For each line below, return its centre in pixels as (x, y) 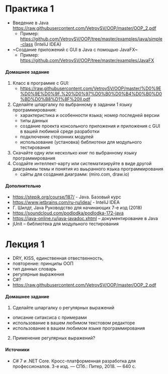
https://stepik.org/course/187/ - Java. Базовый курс (67, 197)
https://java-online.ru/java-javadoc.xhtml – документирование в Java (85, 219)
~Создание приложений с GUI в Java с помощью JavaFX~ (75, 49)
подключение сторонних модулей (57, 137)
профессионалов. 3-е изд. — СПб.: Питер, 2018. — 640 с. (74, 366)
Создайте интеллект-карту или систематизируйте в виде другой (82, 164)
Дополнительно (23, 186)
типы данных (34, 121)
